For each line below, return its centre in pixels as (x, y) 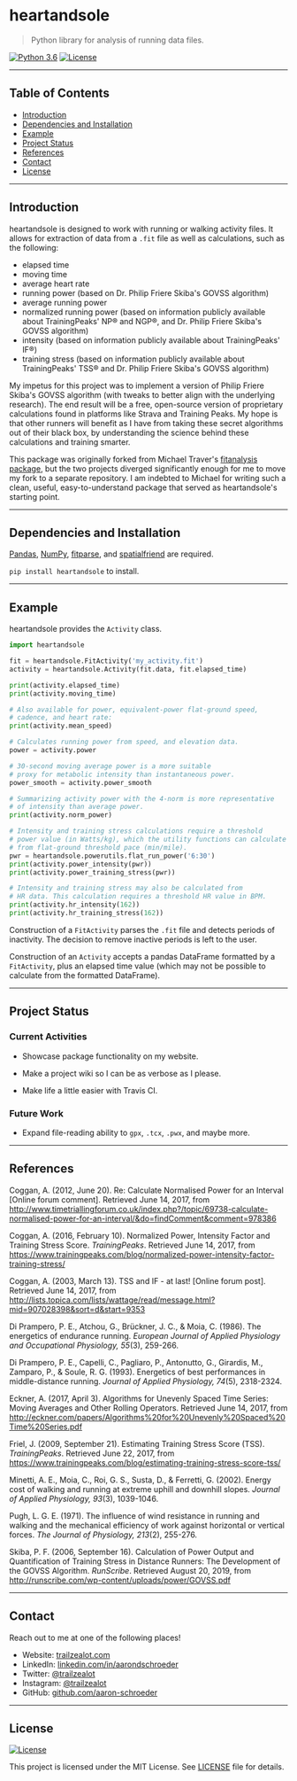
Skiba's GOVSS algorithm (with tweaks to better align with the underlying (142, 394)
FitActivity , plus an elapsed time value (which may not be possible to (138, 966)
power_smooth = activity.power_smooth (80, 782)
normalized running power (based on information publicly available (144, 312)
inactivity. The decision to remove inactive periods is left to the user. (133, 939)
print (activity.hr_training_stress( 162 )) (87, 914)
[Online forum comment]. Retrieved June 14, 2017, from (110, 1199)
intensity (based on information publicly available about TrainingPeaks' (151, 340)
